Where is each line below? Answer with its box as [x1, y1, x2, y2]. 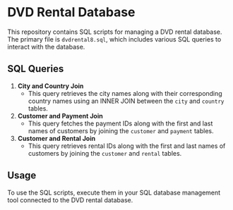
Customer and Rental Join [17, 134, 96, 142]
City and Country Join [17, 82, 84, 90]
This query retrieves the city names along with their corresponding [28, 89, 222, 97]
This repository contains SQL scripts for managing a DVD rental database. [7, 27, 222, 36]
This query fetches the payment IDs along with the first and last [28, 119, 213, 128]
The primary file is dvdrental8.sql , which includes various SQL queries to [7, 35, 222, 43]
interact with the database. [7, 42, 85, 51]
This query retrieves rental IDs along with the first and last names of [28, 142, 226, 150]
